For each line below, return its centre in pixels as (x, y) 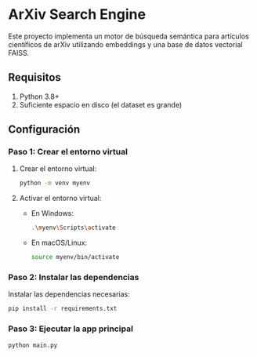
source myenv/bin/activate (75, 257)
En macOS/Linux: (59, 243)
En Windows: (52, 213)
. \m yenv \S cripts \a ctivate (73, 228)
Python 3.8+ (40, 97)
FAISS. (19, 53)
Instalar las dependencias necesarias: (69, 294)
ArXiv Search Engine (77, 15)
